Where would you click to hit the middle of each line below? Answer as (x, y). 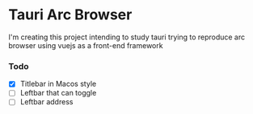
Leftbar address (46, 102)
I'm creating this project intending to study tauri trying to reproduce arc (127, 37)
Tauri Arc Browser (70, 15)
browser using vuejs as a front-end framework (86, 45)
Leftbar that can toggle (58, 93)
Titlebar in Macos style (58, 84)
